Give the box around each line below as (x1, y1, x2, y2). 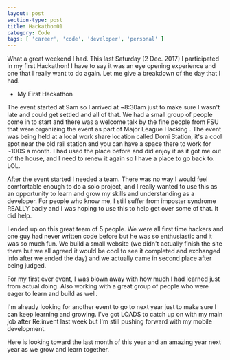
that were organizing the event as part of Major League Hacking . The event (7, 125, 222, 134)
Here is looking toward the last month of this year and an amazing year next (7, 338, 222, 346)
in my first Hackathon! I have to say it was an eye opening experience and (7, 62, 216, 70)
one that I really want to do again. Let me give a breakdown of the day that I (7, 70, 221, 78)
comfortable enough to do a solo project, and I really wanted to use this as (7, 182, 218, 191)
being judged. (7, 262, 47, 270)
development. (7, 325, 46, 333)
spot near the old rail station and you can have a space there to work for (7, 140, 211, 148)
